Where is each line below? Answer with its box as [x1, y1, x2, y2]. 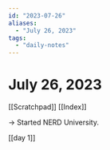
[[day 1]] [8, 133, 36, 143]
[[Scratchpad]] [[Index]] [8, 102, 87, 112]
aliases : [8, 19, 37, 27]
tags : [8, 34, 26, 42]
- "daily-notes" [15, 41, 69, 49]
